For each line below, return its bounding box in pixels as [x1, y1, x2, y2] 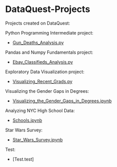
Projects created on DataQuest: [5, 20, 70, 26]
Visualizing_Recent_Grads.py [12, 78, 73, 84]
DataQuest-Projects [5, 4, 90, 15]
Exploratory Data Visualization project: [5, 69, 84, 75]
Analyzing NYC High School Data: [5, 107, 75, 113]
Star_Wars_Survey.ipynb [12, 136, 63, 142]
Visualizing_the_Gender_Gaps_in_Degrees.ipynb [12, 98, 112, 104]
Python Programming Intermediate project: [5, 30, 94, 36]
